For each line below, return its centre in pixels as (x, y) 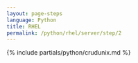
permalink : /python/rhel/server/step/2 (64, 33)
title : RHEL (24, 26)
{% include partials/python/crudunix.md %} (69, 53)
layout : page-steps (35, 13)
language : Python (32, 20)
